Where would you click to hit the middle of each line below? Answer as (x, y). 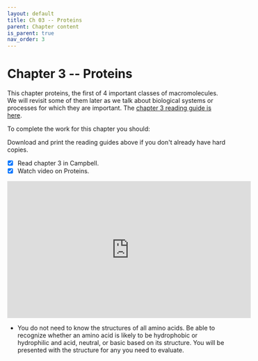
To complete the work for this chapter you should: (79, 129)
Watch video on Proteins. (53, 171)
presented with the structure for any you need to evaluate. (100, 350)
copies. (18, 150)
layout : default (31, 14)
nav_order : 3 (26, 40)
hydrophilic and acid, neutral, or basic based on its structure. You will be (121, 343)
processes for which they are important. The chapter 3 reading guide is (110, 108)
